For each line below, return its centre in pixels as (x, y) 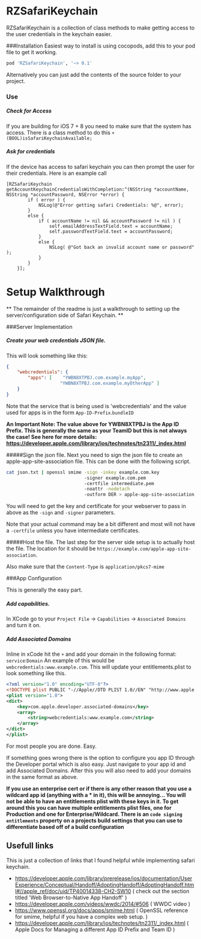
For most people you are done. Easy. (52, 746)
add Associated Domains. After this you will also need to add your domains (99, 770)
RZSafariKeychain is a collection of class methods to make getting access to (100, 28)
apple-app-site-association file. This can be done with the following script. (98, 461)
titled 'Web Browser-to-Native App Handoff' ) (71, 898)
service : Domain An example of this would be (61, 661)
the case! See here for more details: (52, 436)
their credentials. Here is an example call (56, 173)
